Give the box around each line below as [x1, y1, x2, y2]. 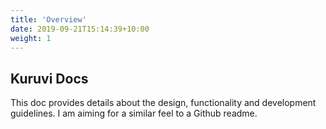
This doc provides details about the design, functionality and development [10, 97, 317, 109]
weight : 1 [10, 33, 52, 43]
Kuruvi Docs [10, 70, 89, 87]
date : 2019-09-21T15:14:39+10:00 [10, 24, 150, 34]
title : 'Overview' [10, 14, 87, 25]
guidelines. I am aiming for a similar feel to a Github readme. [10, 107, 258, 120]
